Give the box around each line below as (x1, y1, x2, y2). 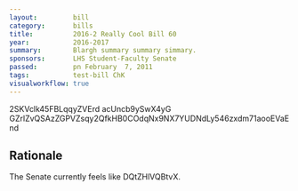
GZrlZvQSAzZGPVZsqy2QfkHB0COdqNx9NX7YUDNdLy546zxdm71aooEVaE (9, 113, 290, 123)
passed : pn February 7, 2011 (9, 63, 153, 72)
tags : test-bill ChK (9, 71, 125, 80)
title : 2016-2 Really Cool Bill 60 (9, 29, 177, 38)
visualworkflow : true (9, 79, 90, 88)
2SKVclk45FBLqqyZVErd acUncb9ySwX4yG (9, 103, 172, 114)
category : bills (9, 21, 93, 30)
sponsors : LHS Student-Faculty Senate (9, 54, 177, 63)
